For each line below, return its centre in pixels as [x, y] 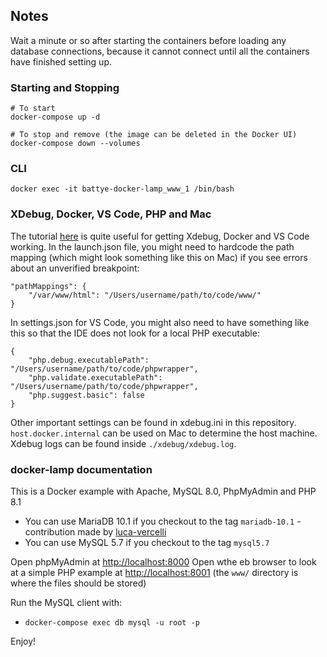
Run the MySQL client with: [66, 602]
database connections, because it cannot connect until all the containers [160, 51]
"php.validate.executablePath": [95, 377]
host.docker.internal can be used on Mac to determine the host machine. [164, 433]
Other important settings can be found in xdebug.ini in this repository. [153, 422]
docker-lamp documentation [81, 469]
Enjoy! [23, 641]
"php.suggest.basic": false [86, 395]
